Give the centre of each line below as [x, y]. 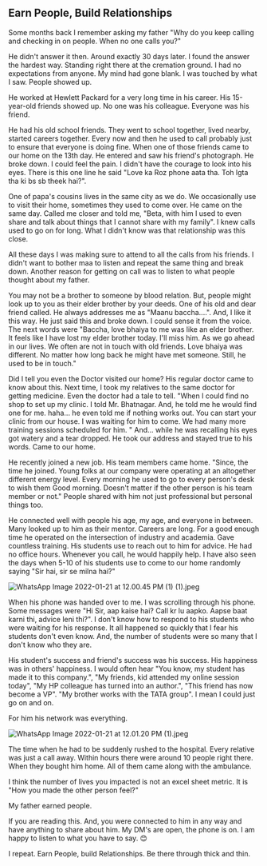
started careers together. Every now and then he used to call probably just [130, 138]
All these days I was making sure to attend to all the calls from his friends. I [131, 254]
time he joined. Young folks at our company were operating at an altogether [132, 470]
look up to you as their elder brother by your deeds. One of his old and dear [132, 304]
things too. [26, 505]
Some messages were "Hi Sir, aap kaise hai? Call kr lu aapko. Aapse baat [128, 610]
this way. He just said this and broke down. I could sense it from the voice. [130, 321]
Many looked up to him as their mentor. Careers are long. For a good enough [134, 529]
